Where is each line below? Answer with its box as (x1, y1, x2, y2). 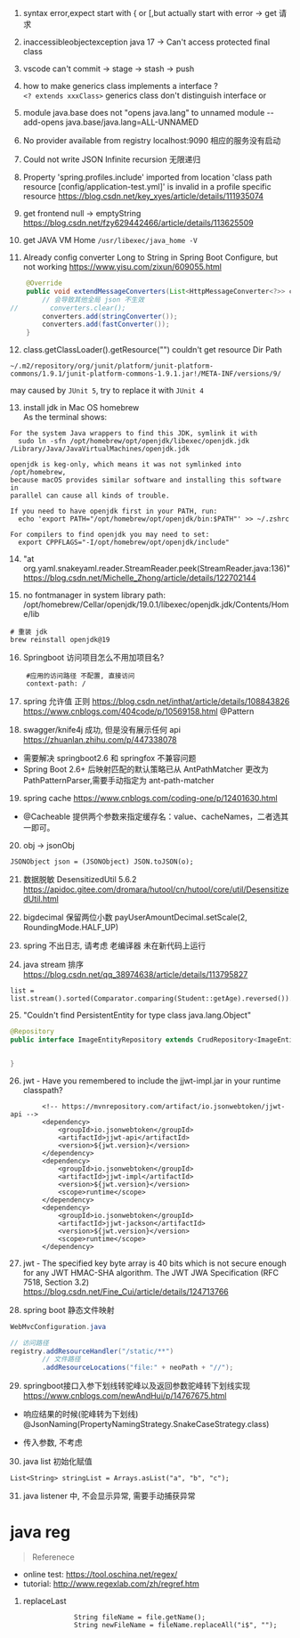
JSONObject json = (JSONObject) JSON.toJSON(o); (10, 857, 194, 866)
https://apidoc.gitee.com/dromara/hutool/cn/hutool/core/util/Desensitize (22, 884, 289, 895)
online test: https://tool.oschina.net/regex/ (22, 1569, 178, 1580)
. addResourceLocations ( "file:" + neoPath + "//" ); (42, 1363, 234, 1373)
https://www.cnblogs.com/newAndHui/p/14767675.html (22, 1391, 227, 1401)
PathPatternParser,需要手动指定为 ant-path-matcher (22, 775, 215, 786)
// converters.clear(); (10, 304, 126, 312)
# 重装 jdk (10, 628, 48, 637)
